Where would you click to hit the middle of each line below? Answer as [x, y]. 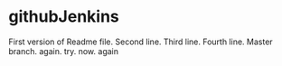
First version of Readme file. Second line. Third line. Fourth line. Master [141, 42]
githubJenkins [64, 17]
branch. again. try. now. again [64, 51]
